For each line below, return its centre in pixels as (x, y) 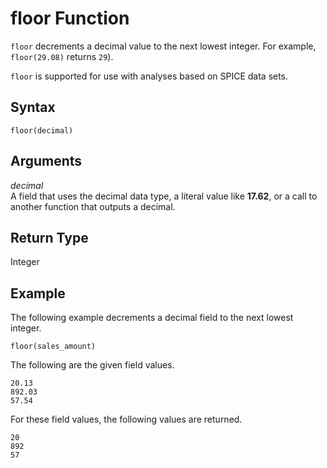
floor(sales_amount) (53, 347)
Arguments (46, 161)
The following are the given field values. (92, 365)
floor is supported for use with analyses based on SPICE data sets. (149, 76)
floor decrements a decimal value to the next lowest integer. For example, (163, 46)
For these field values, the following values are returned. (126, 419)
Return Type (49, 237)
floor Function (70, 18)
